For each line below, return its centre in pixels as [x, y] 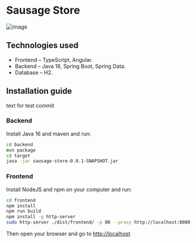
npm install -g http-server [41, 217]
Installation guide [39, 91]
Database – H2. [34, 72]
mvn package [21, 150]
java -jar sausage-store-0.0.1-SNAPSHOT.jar [62, 161]
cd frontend [21, 200]
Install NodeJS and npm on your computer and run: [69, 189]
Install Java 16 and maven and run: [49, 134]
